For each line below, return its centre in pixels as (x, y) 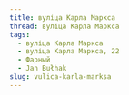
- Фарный (34, 60)
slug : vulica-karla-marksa (60, 77)
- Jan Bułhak (42, 69)
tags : (20, 34)
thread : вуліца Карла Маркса (64, 26)
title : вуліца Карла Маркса (63, 18)
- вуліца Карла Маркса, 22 (69, 52)
